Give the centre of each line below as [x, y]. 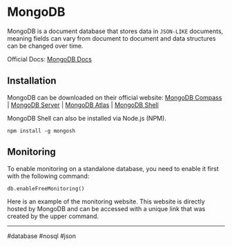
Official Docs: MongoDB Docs [49, 59]
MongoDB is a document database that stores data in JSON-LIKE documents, [115, 31]
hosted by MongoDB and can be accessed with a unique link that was [106, 208]
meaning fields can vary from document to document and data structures [112, 38]
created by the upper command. [53, 216]
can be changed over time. [46, 46]
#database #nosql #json [42, 236]
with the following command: [48, 176]
